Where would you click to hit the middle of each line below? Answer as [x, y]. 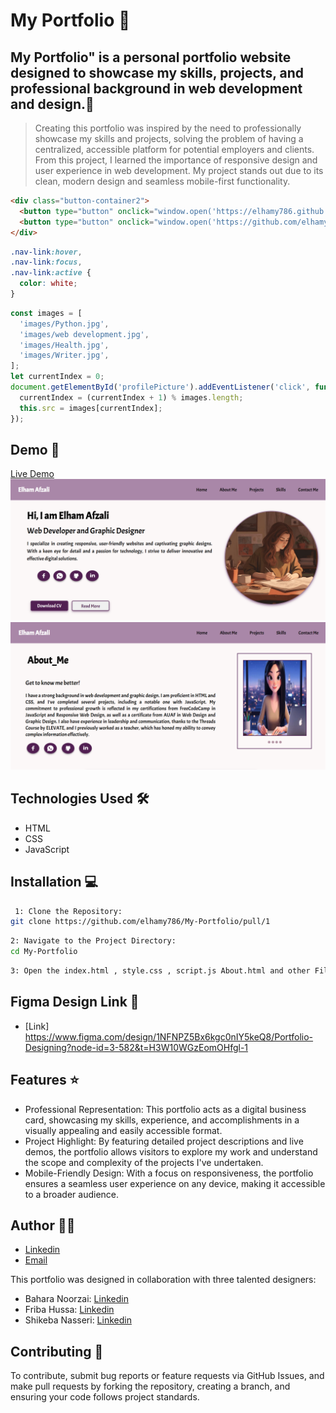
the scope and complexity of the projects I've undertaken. [144, 1162]
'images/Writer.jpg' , [64, 355]
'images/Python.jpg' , [64, 324]
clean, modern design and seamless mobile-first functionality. [162, 181]
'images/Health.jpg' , [64, 345]
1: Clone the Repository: [68, 911]
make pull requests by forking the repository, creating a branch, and [150, 1386]
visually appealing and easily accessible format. [123, 1130]
